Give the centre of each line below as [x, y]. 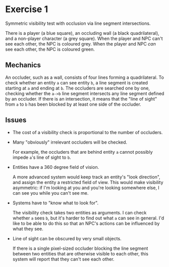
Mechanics [23, 65]
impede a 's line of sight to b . [42, 157]
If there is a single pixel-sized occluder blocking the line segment [80, 248]
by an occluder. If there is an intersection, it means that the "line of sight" [81, 99]
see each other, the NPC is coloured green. [50, 49]
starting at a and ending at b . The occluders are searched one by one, [78, 88]
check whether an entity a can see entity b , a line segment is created [76, 82]
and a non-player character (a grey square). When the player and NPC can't [84, 38]
